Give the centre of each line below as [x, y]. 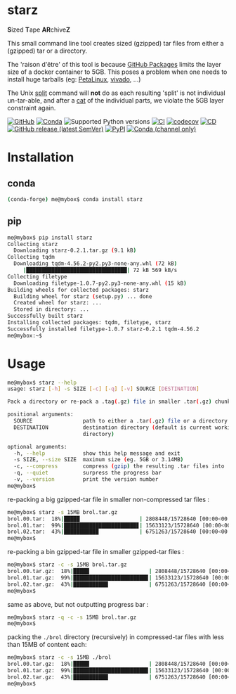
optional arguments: [38, 446]
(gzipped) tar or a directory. [47, 51]
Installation [41, 158]
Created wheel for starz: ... [58, 303]
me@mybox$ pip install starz [50, 238]
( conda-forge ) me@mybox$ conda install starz [75, 199]
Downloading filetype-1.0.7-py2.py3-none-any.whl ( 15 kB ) [100, 283]
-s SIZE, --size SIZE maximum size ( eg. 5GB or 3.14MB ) [99, 460]
